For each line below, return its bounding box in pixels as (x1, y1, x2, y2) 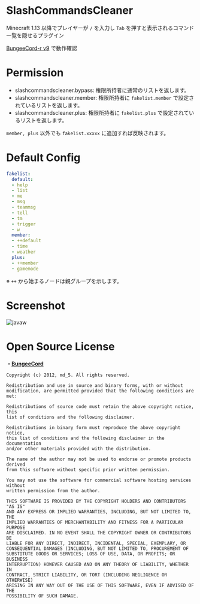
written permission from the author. (6, 488, 101, 494)
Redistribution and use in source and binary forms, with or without (6, 383, 184, 389)
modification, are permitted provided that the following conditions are (6, 388, 195, 394)
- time (11, 243, 28, 249)
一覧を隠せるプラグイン (6, 31, 64, 39)
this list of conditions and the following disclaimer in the (6, 435, 165, 442)
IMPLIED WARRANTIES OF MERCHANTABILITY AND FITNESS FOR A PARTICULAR (6, 519, 184, 526)
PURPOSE (6, 525, 26, 531)
